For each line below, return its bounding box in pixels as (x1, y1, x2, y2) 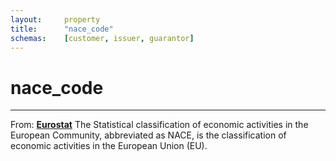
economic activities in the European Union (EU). (10, 140, 208, 152)
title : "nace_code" (10, 24, 114, 34)
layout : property (10, 14, 101, 25)
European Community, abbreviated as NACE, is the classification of (10, 129, 287, 141)
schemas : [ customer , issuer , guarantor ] (10, 33, 195, 43)
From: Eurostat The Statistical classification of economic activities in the (10, 119, 309, 131)
